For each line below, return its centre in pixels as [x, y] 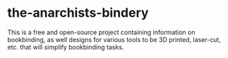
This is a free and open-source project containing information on [101, 32]
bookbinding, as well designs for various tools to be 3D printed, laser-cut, [114, 39]
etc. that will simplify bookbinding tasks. [66, 47]
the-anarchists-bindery [78, 13]
